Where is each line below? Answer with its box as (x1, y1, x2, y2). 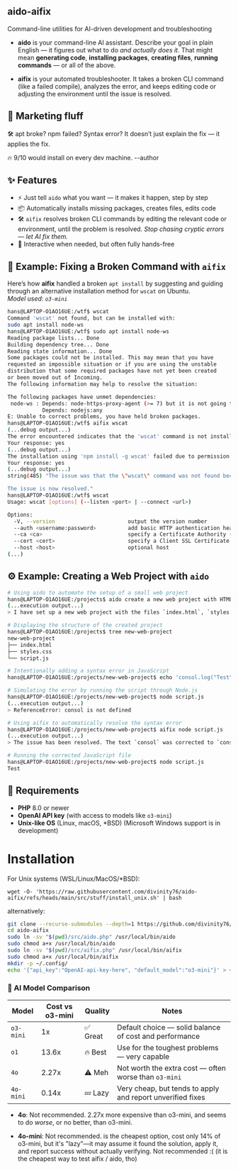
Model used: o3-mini (7, 294, 68, 303)
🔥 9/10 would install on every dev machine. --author (7, 153, 159, 162)
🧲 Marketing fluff (7, 110, 84, 123)
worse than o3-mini (116, 1071, 182, 1081)
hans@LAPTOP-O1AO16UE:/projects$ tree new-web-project (7, 629, 173, 636)
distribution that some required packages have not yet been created (7, 368, 217, 375)
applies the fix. (7, 140, 51, 148)
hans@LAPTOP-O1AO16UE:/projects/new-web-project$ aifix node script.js (7, 726, 223, 733)
